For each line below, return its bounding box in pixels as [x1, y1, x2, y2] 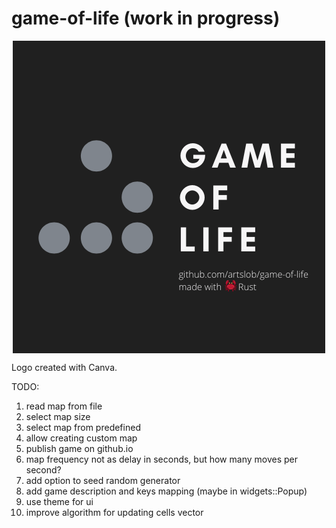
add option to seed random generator [25, 474, 181, 486]
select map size [25, 410, 91, 422]
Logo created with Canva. [11, 361, 118, 373]
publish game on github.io [25, 442, 134, 454]
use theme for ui [25, 495, 94, 507]
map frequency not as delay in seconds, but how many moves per [25, 453, 298, 465]
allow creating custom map [25, 432, 138, 444]
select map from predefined [25, 421, 141, 433]
